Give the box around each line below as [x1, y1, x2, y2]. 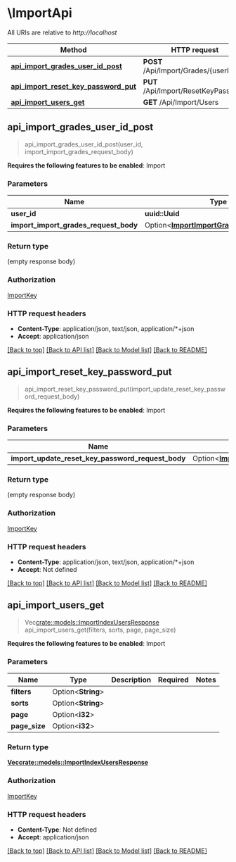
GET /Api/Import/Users [143, 97, 219, 107]
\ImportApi [7, 5, 72, 21]
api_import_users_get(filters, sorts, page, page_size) [24, 625, 176, 634]
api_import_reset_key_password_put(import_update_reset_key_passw [24, 385, 226, 393]
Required [157, 675, 190, 685]
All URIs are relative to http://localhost [7, 28, 117, 37]
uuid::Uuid [144, 209, 180, 219]
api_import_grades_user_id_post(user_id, [24, 139, 143, 149]
